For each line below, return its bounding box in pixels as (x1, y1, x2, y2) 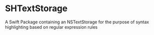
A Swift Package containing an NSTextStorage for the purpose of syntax (5, 19, 149, 25)
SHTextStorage (5, 3, 68, 14)
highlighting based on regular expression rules (5, 24, 98, 30)
